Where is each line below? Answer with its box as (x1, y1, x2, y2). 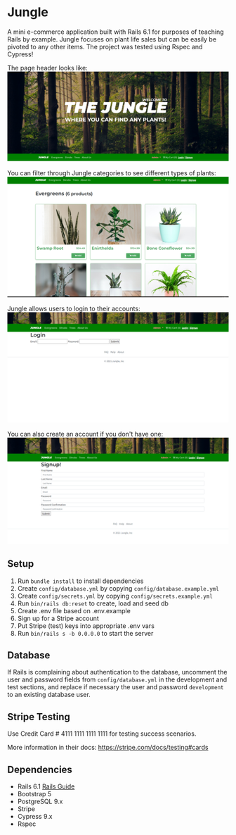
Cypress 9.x (17, 812, 53, 820)
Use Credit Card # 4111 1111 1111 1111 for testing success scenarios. (7, 729, 197, 738)
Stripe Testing (7, 710, 70, 722)
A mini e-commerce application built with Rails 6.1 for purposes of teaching (7, 27, 224, 36)
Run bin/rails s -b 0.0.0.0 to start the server (17, 629, 154, 637)
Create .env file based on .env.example (17, 606, 131, 615)
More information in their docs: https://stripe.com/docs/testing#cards (7, 743, 209, 752)
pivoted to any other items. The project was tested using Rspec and (7, 42, 203, 51)
